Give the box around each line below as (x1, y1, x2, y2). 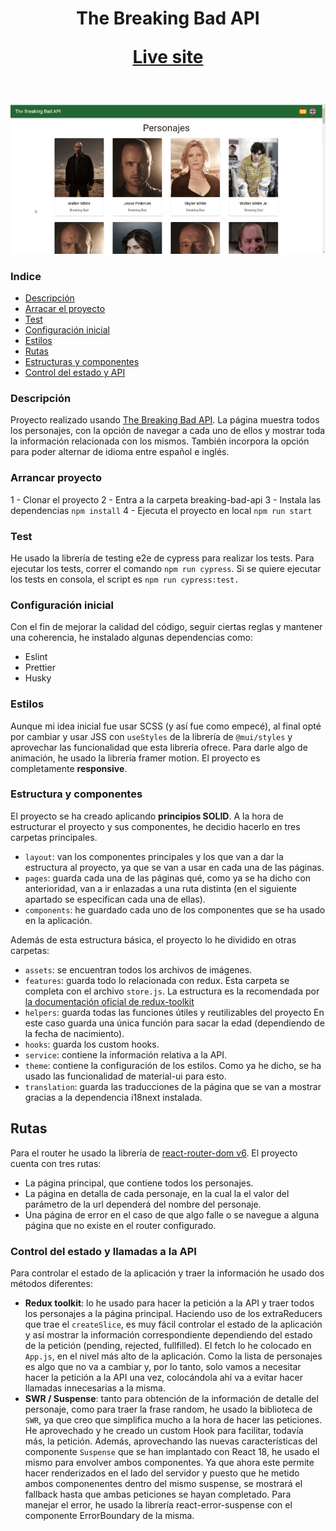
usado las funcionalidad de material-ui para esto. (24, 1070, 227, 1082)
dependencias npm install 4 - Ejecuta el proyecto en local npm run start (10, 504, 313, 516)
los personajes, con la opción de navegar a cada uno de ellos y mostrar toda (10, 425, 326, 437)
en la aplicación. (24, 914, 93, 926)
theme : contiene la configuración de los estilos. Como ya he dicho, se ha (24, 1059, 322, 1071)
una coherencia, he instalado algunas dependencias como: (10, 632, 253, 644)
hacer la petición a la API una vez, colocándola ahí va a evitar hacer (24, 1371, 303, 1383)
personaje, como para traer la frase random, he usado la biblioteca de (24, 1403, 313, 1415)
